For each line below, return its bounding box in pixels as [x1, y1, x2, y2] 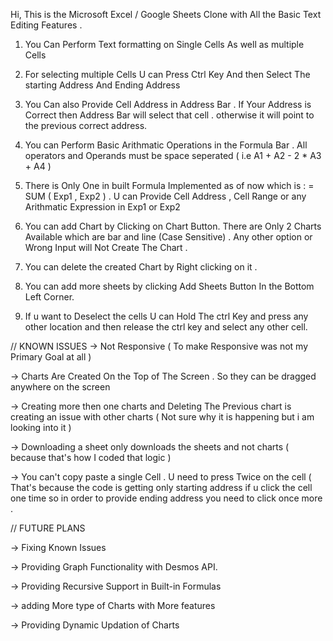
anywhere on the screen [10, 381, 111, 393]
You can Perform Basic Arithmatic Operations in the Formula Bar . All [24, 139, 308, 151]
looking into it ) [10, 422, 72, 433]
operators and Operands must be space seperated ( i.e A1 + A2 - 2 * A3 [24, 150, 322, 161]
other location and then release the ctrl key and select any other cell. [24, 321, 308, 333]
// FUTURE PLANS [10, 522, 86, 534]
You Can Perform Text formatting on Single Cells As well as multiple [24, 39, 305, 50]
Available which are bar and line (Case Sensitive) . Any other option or [24, 231, 313, 243]
